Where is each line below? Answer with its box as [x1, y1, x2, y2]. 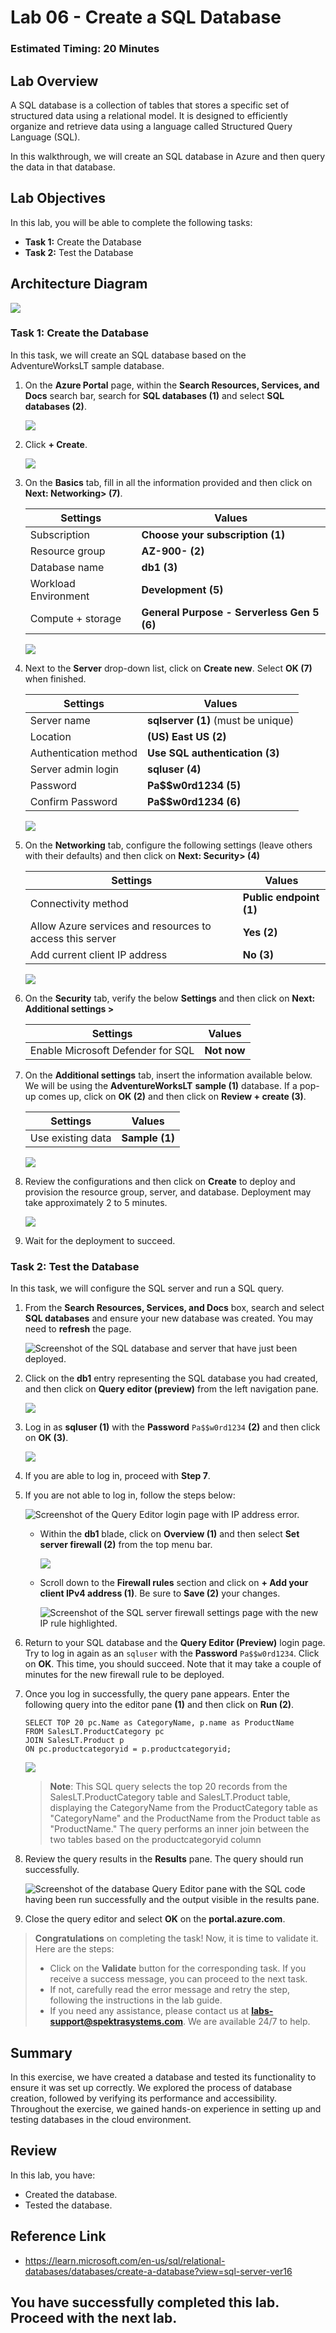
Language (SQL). [10, 131, 81, 143]
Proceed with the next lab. [10, 2309, 178, 2326]
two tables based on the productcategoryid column [49, 1834, 262, 1846]
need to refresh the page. [24, 1323, 132, 1335]
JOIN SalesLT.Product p [24, 1736, 125, 1746]
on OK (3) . [24, 1432, 69, 1444]
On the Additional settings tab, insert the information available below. [24, 1069, 313, 1081]
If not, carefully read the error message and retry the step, [49, 1984, 290, 1996]
